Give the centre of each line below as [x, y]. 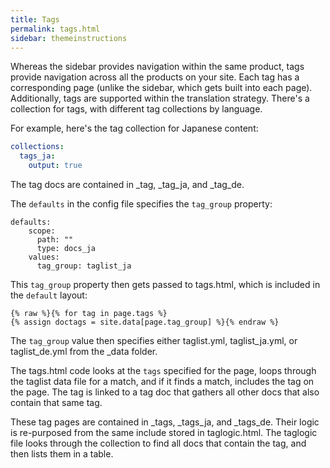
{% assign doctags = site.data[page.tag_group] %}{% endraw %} [145, 322]
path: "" [55, 240]
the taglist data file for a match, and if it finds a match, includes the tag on [162, 381]
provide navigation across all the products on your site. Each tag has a [155, 77]
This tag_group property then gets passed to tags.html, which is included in [165, 284]
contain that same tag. [56, 402]
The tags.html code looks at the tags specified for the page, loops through [163, 370]
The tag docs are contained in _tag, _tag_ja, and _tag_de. [127, 184]
